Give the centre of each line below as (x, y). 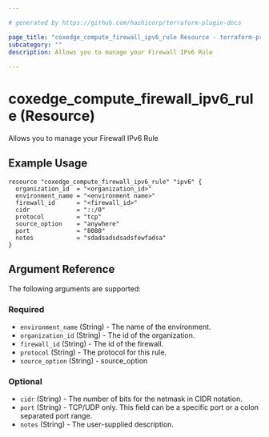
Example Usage (48, 164)
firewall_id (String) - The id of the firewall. (92, 343)
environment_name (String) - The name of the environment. (115, 327)
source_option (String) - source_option (84, 360)
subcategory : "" (35, 45)
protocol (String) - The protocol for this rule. (93, 352)
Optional (25, 381)
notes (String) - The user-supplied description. (97, 424)
